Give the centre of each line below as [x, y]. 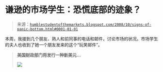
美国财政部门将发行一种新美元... [49, 55]
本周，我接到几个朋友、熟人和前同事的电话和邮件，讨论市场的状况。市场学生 [81, 39]
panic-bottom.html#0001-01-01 [48, 29]
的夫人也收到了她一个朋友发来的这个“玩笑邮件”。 [54, 44]
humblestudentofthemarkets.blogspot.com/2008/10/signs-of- [91, 25]
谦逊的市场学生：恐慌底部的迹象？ [73, 10]
